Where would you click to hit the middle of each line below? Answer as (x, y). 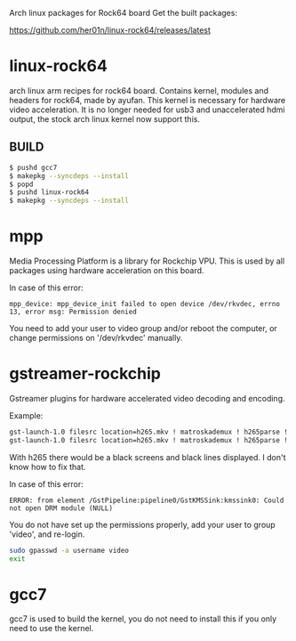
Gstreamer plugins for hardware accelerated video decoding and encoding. (147, 398)
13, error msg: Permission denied (73, 312)
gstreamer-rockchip (85, 374)
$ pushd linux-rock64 (49, 192)
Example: (26, 416)
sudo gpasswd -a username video (69, 550)
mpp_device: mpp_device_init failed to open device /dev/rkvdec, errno (144, 304)
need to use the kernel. (52, 629)
